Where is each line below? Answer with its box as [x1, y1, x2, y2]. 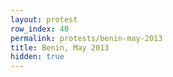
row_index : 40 [10, 24, 70, 34]
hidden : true [10, 52, 65, 62]
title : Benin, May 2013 [10, 42, 110, 53]
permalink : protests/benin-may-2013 [10, 33, 163, 43]
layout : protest [10, 14, 78, 25]
